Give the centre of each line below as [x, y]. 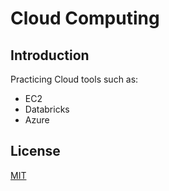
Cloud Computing [85, 18]
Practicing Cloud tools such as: [74, 79]
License [35, 151]
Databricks [47, 109]
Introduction [50, 55]
